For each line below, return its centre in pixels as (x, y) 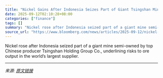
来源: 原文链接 (19, 70)
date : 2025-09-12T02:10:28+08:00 (39, 14)
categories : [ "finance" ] (30, 18)
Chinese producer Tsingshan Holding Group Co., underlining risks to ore (77, 51)
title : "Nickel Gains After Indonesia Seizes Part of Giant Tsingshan (78, 9)
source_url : (17, 32)
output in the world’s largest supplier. (42, 56)
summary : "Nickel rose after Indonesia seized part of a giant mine (76, 28)
